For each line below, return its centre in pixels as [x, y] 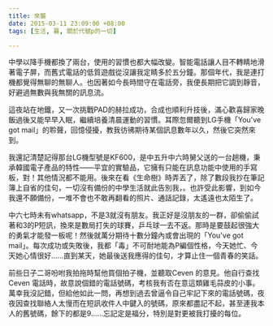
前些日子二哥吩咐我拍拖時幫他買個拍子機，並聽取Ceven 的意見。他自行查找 [134, 273]
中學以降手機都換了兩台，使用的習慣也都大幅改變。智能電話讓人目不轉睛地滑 [136, 62]
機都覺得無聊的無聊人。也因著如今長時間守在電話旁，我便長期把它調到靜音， [136, 83]
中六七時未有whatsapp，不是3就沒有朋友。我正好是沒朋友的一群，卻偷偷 [130, 215]
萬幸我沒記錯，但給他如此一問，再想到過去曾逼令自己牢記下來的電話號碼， [133, 294]
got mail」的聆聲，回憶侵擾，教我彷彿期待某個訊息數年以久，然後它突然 [129, 130]
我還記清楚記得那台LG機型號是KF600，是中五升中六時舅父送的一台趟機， [131, 157]
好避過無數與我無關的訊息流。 [58, 92]
